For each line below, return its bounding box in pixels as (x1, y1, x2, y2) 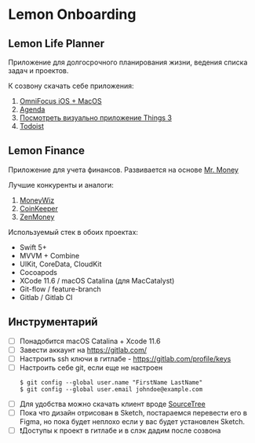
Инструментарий (8, 316, 98, 329)
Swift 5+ (19, 242, 47, 252)
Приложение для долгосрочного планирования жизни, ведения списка (8, 57, 248, 67)
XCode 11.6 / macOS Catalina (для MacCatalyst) (19, 276, 175, 285)
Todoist (19, 122, 45, 130)
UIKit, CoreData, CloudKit (19, 259, 102, 269)
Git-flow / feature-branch (19, 284, 102, 294)
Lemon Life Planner (8, 37, 105, 50)
